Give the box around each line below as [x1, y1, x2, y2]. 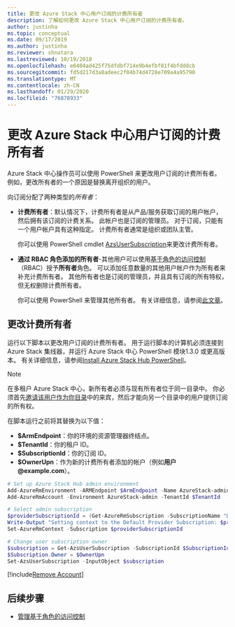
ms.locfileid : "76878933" [7, 95, 83, 102]
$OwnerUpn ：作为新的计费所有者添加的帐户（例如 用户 [17, 458, 177, 466]
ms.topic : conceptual [7, 29, 71, 37]
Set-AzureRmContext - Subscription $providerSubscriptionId [7, 526, 183, 533]
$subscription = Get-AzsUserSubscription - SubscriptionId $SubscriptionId [7, 544, 230, 551]
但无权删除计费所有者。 [17, 281, 85, 289]
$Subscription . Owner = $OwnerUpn [7, 551, 105, 558]
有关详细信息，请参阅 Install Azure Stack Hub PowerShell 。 [20, 355, 190, 364]
